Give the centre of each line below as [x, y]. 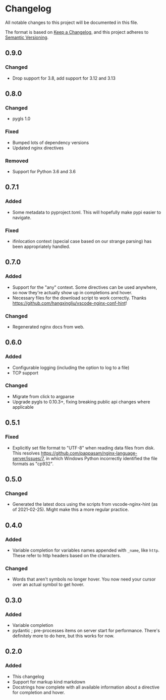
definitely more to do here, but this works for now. [63, 636]
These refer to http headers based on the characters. [67, 555]
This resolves [26, 453]
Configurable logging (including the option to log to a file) [71, 367]
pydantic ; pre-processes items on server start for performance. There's [86, 630]
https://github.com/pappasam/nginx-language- [89, 453]
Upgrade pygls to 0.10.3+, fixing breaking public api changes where [81, 402]
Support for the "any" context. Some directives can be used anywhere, [85, 287]
